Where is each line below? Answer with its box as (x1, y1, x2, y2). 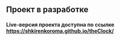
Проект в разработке (6, 5, 89, 15)
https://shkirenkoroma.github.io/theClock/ (6, 27, 114, 34)
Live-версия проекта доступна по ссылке (6, 21, 115, 28)
